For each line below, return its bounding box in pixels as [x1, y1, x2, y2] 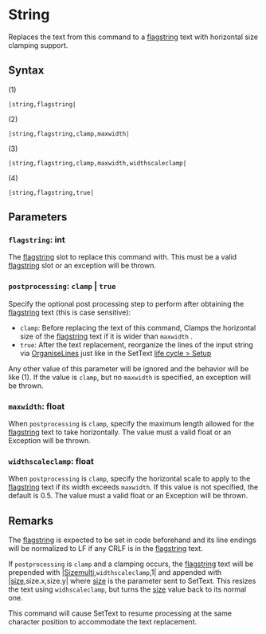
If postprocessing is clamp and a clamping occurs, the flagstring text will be [8, 559, 254, 569]
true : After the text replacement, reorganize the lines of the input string [19, 339, 253, 349]
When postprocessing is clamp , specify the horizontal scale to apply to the [8, 474, 251, 484]
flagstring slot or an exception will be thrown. [8, 261, 157, 271]
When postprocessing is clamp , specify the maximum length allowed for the [8, 419, 255, 429]
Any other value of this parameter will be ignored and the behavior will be [8, 363, 249, 373]
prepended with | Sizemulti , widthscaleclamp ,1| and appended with [8, 568, 222, 577]
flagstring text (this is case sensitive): [8, 307, 131, 317]
